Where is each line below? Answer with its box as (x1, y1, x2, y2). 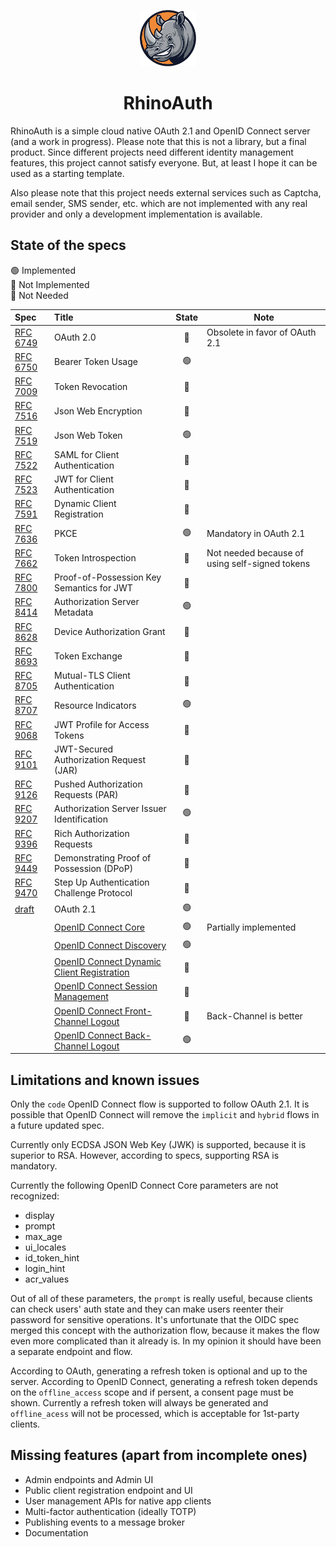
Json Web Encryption (54, 405, 143, 417)
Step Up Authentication (54, 876, 150, 888)
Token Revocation (54, 380, 128, 392)
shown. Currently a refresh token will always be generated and (10, 1397, 269, 1409)
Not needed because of (206, 546, 304, 559)
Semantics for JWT (54, 582, 133, 594)
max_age (24, 1231, 63, 1243)
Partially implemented (206, 921, 297, 933)
